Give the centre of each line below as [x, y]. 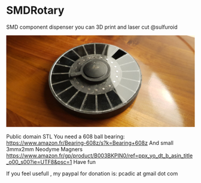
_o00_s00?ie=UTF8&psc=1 [39, 162]
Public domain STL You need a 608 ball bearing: [66, 137]
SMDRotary [35, 10]
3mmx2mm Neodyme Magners [44, 150]
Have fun [84, 162]
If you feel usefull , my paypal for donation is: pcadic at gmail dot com [92, 173]
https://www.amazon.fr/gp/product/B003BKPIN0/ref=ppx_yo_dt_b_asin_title [100, 155]
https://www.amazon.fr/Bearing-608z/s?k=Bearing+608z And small [90, 143]
